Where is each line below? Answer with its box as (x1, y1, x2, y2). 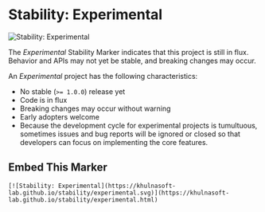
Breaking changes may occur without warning (19, 104, 171, 113)
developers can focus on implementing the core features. (19, 137, 208, 147)
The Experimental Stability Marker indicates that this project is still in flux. (8, 47, 249, 57)
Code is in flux (19, 95, 68, 104)
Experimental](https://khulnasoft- (58, 182, 177, 190)
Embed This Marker (8, 161, 107, 175)
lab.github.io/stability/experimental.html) (8, 195, 158, 204)
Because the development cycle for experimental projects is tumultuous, (19, 120, 258, 130)
